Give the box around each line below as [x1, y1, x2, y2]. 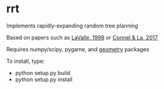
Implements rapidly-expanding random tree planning [6, 22, 138, 29]
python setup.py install [15, 76, 73, 83]
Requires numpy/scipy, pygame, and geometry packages [6, 45, 149, 53]
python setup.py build [15, 69, 70, 76]
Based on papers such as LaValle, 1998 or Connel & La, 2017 [6, 34, 159, 41]
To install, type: [6, 57, 45, 65]
